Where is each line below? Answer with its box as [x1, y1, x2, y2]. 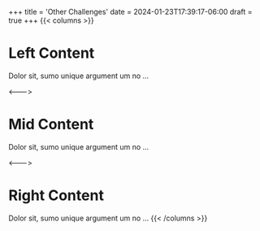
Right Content [8, 186, 104, 205]
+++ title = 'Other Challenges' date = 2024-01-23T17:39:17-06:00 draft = [8, 7, 253, 16]
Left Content [8, 44, 95, 63]
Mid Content [8, 115, 94, 133]
